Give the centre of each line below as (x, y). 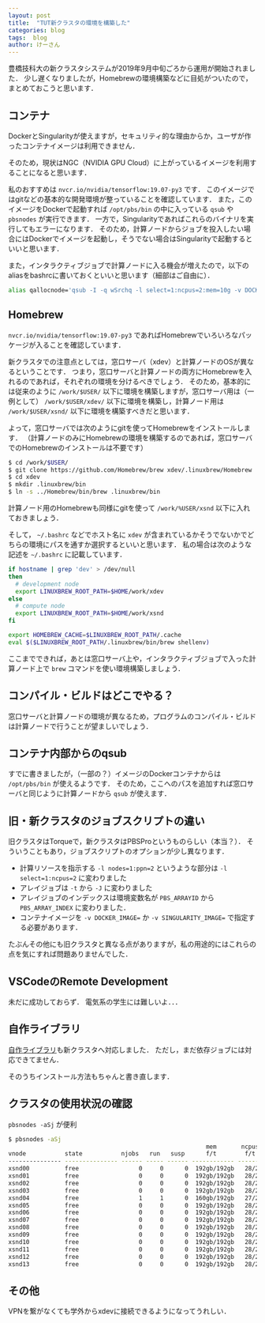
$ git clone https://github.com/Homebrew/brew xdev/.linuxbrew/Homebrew (130, 470)
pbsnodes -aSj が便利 (43, 1124)
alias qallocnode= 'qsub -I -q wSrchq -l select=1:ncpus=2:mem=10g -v (125, 290)
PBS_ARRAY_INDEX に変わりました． (75, 908)
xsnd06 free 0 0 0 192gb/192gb (121, 1213)
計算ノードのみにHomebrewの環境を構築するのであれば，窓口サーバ (142, 437)
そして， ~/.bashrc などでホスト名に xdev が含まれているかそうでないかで (128, 535)
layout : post (30, 15)
